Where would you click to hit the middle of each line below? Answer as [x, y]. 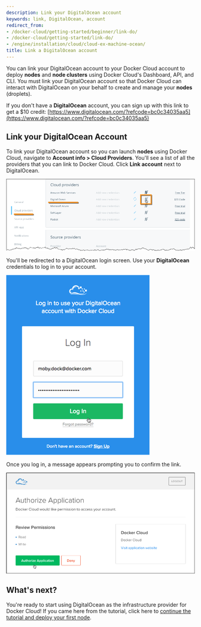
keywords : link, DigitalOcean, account [56, 19]
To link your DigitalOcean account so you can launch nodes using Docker [97, 151]
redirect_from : [25, 25]
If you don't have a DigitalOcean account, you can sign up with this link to [98, 105]
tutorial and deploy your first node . [49, 617]
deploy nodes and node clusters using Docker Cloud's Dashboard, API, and [100, 74]
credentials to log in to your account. [51, 266]
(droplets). [19, 93]
